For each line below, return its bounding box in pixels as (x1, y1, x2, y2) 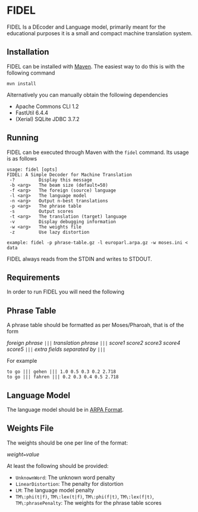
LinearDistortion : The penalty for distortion (15, 480, 124, 487)
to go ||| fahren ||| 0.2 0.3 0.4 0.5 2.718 (7, 374, 119, 380)
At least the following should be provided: (7, 462, 109, 469)
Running (7, 132, 39, 143)
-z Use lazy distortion (9, 229, 90, 235)
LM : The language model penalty (15, 486, 95, 494)
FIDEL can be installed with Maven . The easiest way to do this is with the (7, 63, 185, 70)
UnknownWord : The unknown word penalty (15, 474, 115, 481)
